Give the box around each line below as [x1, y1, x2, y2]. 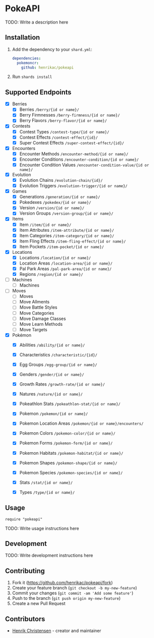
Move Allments [19, 299, 50, 305]
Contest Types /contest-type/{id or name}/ [19, 128, 110, 135]
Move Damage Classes [19, 316, 66, 321]
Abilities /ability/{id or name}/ [19, 342, 85, 348]
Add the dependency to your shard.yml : [12, 46, 92, 52]
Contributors [5, 614, 45, 623]
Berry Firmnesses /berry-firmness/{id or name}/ [19, 112, 120, 118]
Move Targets [19, 326, 47, 332]
